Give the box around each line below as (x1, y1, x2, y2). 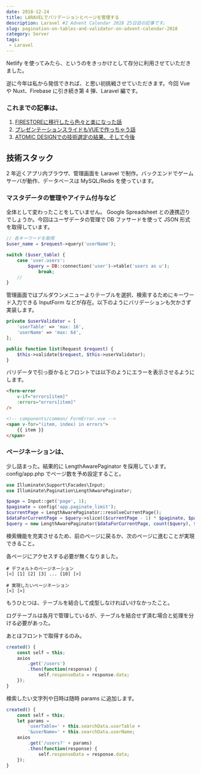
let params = (17, 718, 50, 724)
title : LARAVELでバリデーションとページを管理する (6, 14, 120, 20)
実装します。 (6, 307, 38, 314)
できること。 (6, 539, 38, 547)
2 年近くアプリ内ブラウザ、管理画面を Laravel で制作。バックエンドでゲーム (6, 169, 194, 177)
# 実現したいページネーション (6, 583, 70, 589)
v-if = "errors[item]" (17, 394, 68, 400)
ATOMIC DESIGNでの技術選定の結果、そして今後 (14, 133, 135, 141)
